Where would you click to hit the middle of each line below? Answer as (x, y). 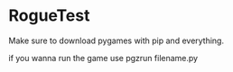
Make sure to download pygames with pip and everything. (116, 40)
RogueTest (49, 16)
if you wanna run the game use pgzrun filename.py (103, 58)
